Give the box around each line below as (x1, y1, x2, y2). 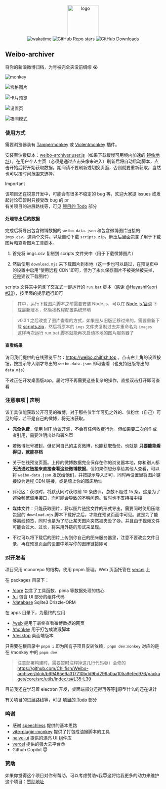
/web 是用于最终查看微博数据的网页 (12, 620, 85, 626)
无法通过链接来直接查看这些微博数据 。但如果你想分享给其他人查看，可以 (12, 465, 160, 471)
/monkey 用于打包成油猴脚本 (12, 626, 71, 632)
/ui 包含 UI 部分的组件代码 (12, 594, 65, 600)
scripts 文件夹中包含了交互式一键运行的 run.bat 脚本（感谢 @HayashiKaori (5, 284, 157, 290)
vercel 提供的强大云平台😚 (12, 741, 66, 747)
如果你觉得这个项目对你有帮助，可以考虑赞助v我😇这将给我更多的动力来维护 (5, 772, 160, 778)
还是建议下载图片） (12, 273, 52, 279)
